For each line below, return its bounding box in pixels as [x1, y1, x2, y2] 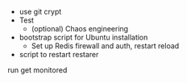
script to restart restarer [19, 50, 99, 59]
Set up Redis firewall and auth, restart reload [31, 41, 180, 51]
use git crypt [19, 7, 62, 16]
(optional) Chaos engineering [31, 24, 129, 33]
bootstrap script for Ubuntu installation [19, 32, 148, 42]
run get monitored [7, 65, 68, 75]
